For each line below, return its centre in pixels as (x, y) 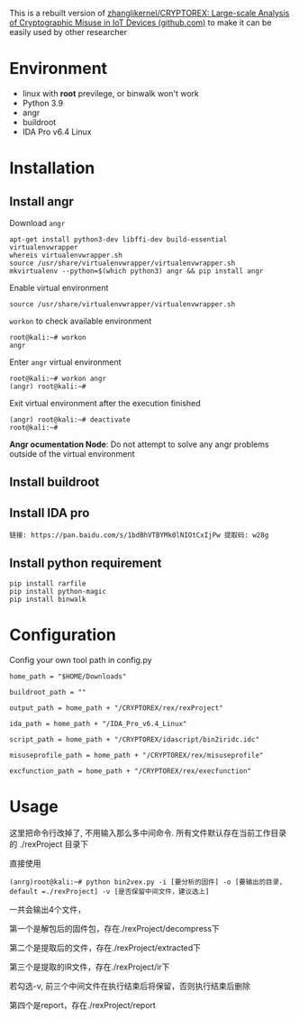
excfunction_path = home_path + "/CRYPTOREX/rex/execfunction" (131, 771)
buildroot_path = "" (48, 692)
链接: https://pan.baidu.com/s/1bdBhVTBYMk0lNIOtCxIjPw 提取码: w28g (139, 535)
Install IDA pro (50, 513)
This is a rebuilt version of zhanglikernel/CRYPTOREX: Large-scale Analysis (149, 13)
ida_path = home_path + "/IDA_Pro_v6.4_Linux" (98, 723)
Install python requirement (86, 563)
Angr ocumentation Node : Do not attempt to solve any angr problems (139, 444)
